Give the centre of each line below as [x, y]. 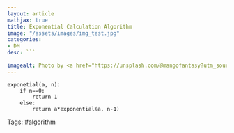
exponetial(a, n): [34, 84]
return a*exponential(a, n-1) [76, 109]
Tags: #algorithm [31, 122]
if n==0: [32, 91]
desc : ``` [22, 53]
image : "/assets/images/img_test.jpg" [63, 33]
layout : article [31, 14]
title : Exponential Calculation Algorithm [70, 26]
